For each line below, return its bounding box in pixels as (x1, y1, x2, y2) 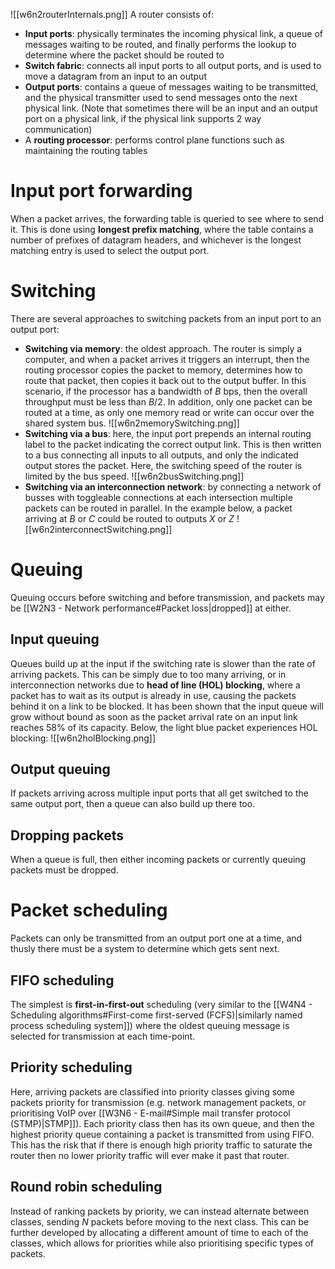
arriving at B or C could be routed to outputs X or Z (24, 512, 235, 524)
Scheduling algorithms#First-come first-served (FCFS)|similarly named (10, 1009, 303, 1021)
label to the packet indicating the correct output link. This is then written (24, 438, 322, 450)
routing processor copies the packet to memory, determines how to (24, 364, 303, 376)
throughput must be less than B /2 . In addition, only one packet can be (24, 395, 313, 408)
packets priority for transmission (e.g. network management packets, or (10, 1096, 307, 1108)
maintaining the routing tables (24, 145, 148, 156)
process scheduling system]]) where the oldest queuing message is (10, 1020, 290, 1031)
